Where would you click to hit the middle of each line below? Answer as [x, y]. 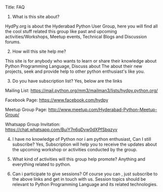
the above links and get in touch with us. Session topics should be [79, 179]
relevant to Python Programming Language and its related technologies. [85, 184]
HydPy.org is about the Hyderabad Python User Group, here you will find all [81, 26]
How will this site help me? [39, 51]
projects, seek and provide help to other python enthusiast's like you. [75, 71]
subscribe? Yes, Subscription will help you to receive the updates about [84, 144]
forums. [13, 42]
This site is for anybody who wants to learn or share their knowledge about [81, 61]
